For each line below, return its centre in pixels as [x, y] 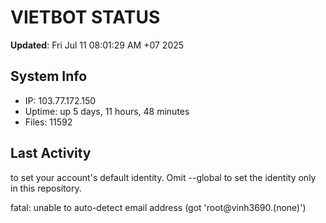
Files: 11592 [48, 122]
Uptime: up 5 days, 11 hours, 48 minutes [107, 111]
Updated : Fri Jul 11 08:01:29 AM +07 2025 [97, 45]
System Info [49, 76]
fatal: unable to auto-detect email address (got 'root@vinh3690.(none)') [158, 207]
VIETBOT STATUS [85, 17]
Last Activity [51, 153]
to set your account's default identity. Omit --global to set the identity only [163, 177]
